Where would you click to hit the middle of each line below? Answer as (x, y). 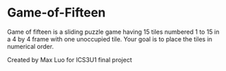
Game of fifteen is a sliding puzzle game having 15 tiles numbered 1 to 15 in (113, 32)
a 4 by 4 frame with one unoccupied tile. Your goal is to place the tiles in (110, 39)
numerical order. (30, 46)
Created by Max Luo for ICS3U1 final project (70, 59)
